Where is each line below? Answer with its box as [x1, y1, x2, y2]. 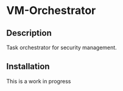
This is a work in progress [6, 77, 71, 85]
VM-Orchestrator [6, 4, 96, 18]
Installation [6, 61, 50, 72]
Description [6, 28, 52, 38]
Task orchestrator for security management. [6, 44, 117, 51]
